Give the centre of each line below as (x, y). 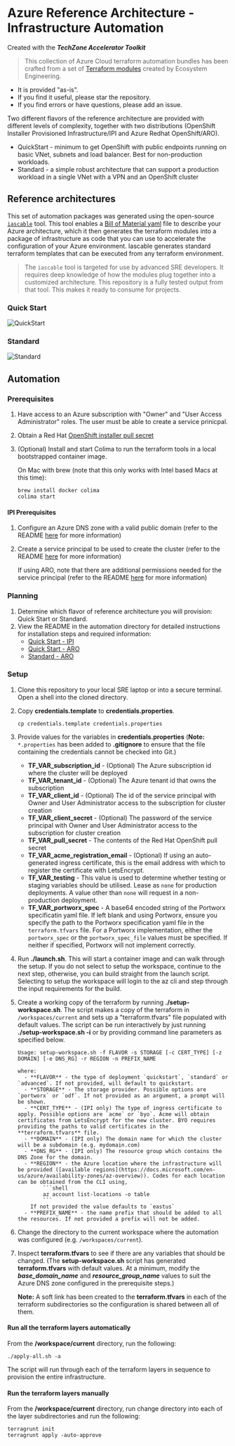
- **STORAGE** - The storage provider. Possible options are (115, 1090)
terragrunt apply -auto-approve (54, 1435)
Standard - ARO (51, 656)
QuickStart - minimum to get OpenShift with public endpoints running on (122, 147)
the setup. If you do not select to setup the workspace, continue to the (119, 966)
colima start (36, 497)
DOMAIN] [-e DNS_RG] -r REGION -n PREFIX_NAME (87, 1059)
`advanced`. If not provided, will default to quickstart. (106, 1083)
